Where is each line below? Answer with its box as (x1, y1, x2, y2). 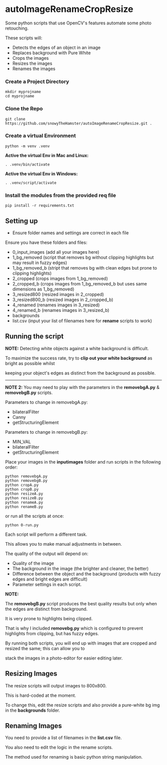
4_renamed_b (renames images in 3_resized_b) (12, 307, 109, 313)
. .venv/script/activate (5, 180, 57, 185)
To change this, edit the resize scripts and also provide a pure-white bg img (5, 702, 160, 708)
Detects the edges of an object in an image (12, 44, 101, 50)
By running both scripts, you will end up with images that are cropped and (5, 640, 157, 646)
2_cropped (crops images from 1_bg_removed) (12, 275, 108, 282)
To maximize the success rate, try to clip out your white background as (5, 355, 153, 361)
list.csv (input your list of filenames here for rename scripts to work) (12, 317, 153, 324)
